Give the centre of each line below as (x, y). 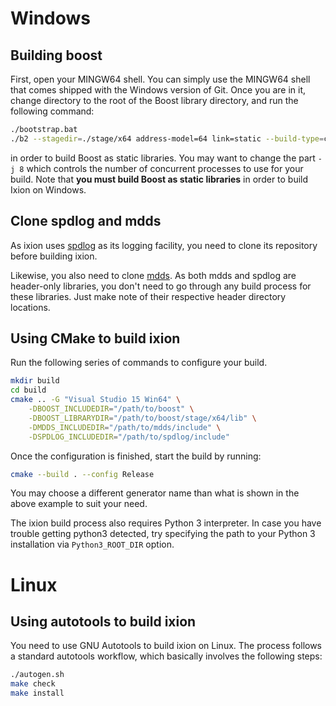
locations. (30, 307)
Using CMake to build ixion (95, 338)
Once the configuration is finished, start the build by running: (136, 456)
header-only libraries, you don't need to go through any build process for (161, 286)
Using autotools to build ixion (103, 621)
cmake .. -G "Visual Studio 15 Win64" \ (96, 400)
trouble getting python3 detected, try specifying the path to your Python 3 (163, 534)
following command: (52, 111)
